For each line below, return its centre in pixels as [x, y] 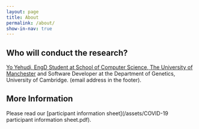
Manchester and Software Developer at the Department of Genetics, [91, 74]
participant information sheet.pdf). [49, 119]
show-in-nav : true [29, 28]
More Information [40, 99]
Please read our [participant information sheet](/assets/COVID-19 [87, 113]
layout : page [23, 12]
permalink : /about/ [31, 23]
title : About [23, 17]
